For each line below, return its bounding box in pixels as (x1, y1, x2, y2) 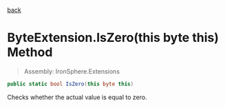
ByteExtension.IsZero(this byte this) (7, 30, 219, 45)
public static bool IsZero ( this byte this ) (7, 80, 134, 87)
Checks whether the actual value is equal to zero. (7, 93, 147, 101)
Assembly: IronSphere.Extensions (23, 67, 120, 75)
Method (7, 45, 53, 61)
